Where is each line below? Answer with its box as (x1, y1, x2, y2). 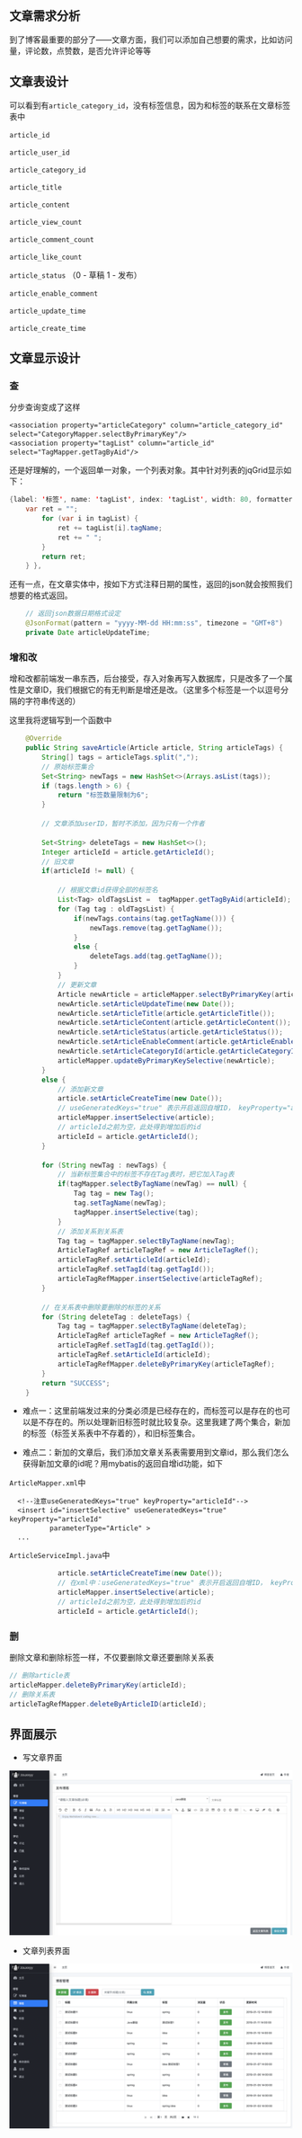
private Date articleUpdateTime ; (25, 628, 151, 637)
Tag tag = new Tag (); (73, 1189, 155, 1198)
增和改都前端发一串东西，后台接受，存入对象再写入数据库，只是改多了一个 (9, 673, 285, 684)
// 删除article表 (9, 1671, 70, 1680)
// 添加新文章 (57, 1084, 103, 1094)
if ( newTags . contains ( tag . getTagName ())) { (73, 913, 235, 923)
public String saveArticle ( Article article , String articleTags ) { (25, 744, 283, 753)
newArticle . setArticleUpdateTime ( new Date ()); (57, 999, 235, 1009)
